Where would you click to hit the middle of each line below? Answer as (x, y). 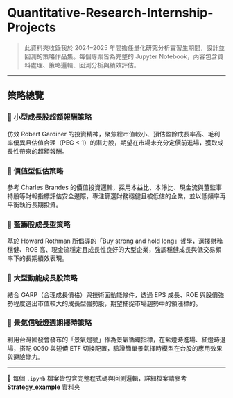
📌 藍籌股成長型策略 (39, 224)
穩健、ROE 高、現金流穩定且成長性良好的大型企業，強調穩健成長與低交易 (112, 250)
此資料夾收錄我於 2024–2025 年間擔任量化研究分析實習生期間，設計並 (124, 47)
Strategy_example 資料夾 (44, 387)
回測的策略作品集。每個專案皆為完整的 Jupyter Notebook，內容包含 (121, 56)
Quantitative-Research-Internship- (110, 13)
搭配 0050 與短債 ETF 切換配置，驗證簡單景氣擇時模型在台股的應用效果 (121, 348)
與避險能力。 (25, 357)
